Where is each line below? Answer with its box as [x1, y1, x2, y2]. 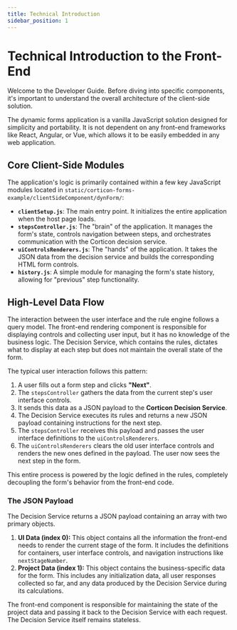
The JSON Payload [7, 496, 73, 506]
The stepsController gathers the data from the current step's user [17, 389, 213, 397]
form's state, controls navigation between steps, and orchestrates [17, 230, 211, 239]
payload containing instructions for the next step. [17, 419, 162, 427]
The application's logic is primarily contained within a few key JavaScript [7, 178, 221, 186]
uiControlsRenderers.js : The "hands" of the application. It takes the [17, 245, 218, 254]
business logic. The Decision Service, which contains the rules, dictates [7, 338, 218, 346]
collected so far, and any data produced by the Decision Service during [17, 579, 227, 588]
